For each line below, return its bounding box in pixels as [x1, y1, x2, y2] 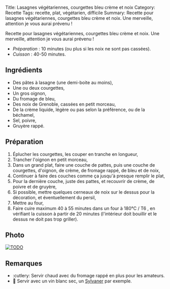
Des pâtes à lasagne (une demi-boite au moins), [12, 79, 113, 86]
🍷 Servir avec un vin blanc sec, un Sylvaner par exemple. [12, 278, 132, 284]
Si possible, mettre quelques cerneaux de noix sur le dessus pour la [12, 189, 155, 195]
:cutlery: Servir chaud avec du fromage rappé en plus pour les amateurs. [12, 273, 165, 279]
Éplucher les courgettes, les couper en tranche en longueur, [12, 151, 139, 157]
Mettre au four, [12, 200, 44, 206]
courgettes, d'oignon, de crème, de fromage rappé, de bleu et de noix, [12, 167, 160, 173]
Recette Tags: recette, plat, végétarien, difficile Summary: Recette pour [5, 10, 154, 16]
